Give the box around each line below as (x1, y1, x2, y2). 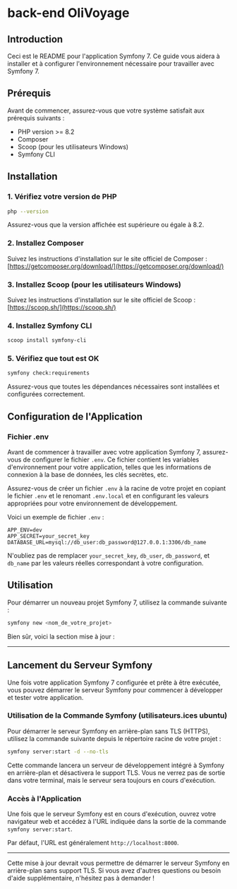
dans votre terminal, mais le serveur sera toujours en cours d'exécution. (7, 776, 217, 784)
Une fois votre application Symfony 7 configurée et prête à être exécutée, (7, 678, 221, 687)
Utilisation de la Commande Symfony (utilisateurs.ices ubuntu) (7, 711, 228, 721)
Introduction (7, 33, 63, 45)
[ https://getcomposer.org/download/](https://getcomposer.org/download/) (7, 262, 224, 270)
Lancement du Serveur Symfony (7, 660, 153, 672)
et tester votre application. (7, 693, 84, 701)
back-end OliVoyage (7, 5, 130, 21)
